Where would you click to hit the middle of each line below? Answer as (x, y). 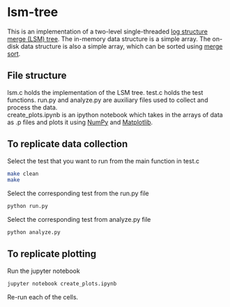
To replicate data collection (68, 144)
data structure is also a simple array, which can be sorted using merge (122, 46)
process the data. (32, 107)
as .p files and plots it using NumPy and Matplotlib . (80, 122)
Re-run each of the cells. (43, 297)
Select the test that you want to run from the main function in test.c (103, 160)
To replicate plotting (52, 254)
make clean (23, 174)
